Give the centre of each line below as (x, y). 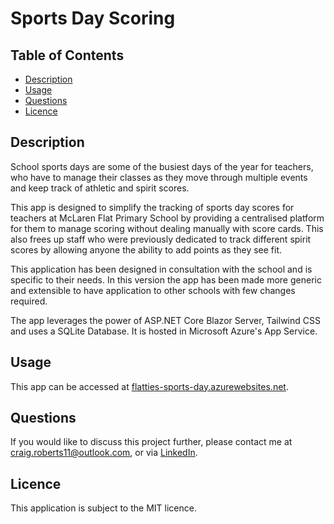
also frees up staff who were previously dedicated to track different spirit (161, 239)
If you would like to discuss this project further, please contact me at (151, 442)
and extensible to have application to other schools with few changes (153, 290)
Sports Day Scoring (93, 18)
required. (29, 301)
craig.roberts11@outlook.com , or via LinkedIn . (104, 453)
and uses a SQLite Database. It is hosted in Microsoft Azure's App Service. (164, 331)
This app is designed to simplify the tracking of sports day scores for (152, 207)
